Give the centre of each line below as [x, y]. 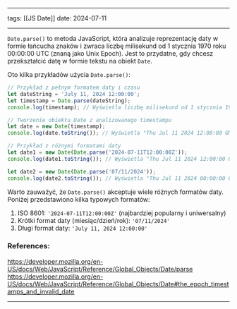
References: [29, 246]
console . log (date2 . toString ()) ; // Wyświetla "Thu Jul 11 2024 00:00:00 [116, 178]
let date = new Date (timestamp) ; [56, 127]
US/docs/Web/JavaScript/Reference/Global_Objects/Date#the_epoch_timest [118, 284]
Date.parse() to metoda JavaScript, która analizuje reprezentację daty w [113, 38]
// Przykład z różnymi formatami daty [64, 146]
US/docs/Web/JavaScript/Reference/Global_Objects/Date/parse [100, 269]
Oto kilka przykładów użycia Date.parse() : [69, 74]
